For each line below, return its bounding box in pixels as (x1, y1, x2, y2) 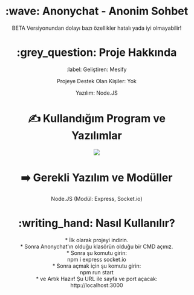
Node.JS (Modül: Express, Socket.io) (51, 195, 143, 202)
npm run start (79, 268, 114, 276)
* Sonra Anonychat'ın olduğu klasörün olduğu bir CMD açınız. (20, 243, 173, 250)
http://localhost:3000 (70, 281, 123, 289)
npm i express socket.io (66, 256, 127, 263)
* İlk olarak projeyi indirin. (65, 236, 129, 243)
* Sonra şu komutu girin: (66, 249, 127, 256)
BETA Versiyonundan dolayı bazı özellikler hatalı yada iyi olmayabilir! (11, 24, 182, 32)
